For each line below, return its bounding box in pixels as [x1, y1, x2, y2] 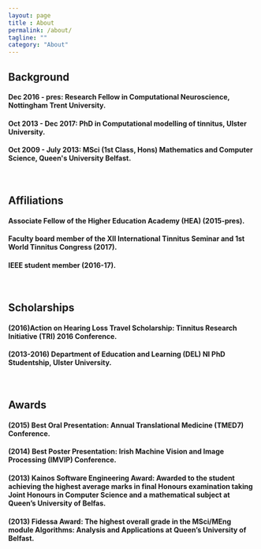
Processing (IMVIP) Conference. [8, 455, 117, 464]
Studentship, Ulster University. [8, 358, 112, 367]
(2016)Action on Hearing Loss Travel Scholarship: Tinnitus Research [8, 323, 237, 333]
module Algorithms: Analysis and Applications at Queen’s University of [8, 525, 247, 534]
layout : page [8, 11, 51, 20]
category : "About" [8, 41, 69, 49]
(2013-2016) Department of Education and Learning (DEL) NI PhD [8, 349, 226, 359]
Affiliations [8, 194, 64, 208]
